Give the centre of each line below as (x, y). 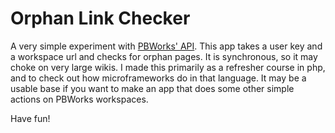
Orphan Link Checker (100, 18)
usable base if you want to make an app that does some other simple (152, 88)
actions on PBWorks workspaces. (79, 99)
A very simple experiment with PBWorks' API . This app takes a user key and (166, 46)
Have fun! (30, 118)
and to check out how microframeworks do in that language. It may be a (158, 78)
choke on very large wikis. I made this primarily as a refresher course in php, (168, 67)
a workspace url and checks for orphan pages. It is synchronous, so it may (164, 56)
